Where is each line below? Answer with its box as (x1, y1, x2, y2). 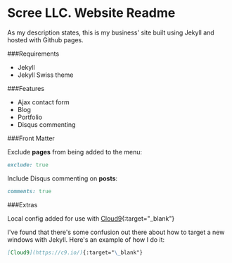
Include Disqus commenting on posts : (7, 174, 118, 183)
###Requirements (7, 49, 60, 58)
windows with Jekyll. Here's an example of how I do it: (7, 235, 165, 244)
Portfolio (17, 113, 43, 121)
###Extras (7, 200, 38, 209)
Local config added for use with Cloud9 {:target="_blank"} (7, 214, 175, 223)
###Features (7, 84, 44, 92)
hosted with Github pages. (7, 35, 84, 44)
